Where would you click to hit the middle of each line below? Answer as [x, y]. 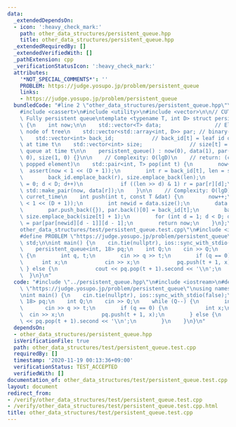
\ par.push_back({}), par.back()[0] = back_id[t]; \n [110, 210]
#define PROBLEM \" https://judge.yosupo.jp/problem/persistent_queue [124, 236]
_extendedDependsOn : [44, 20]
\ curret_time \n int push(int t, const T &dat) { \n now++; [124, 197]
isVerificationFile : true [52, 341]
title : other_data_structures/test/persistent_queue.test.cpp [100, 413]
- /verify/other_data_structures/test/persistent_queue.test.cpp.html [113, 406]
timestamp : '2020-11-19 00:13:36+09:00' [73, 361]
